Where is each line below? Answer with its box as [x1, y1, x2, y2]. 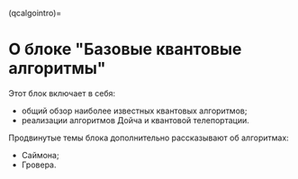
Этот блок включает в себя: [8, 87, 116, 98]
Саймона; [21, 149, 59, 160]
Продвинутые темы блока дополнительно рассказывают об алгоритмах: [8, 132, 289, 143]
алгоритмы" [8, 58, 106, 79]
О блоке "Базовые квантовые [8, 40, 242, 59]
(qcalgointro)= [8, 8, 62, 18]
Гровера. [21, 159, 57, 170]
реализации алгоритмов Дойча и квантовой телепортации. [21, 114, 249, 125]
